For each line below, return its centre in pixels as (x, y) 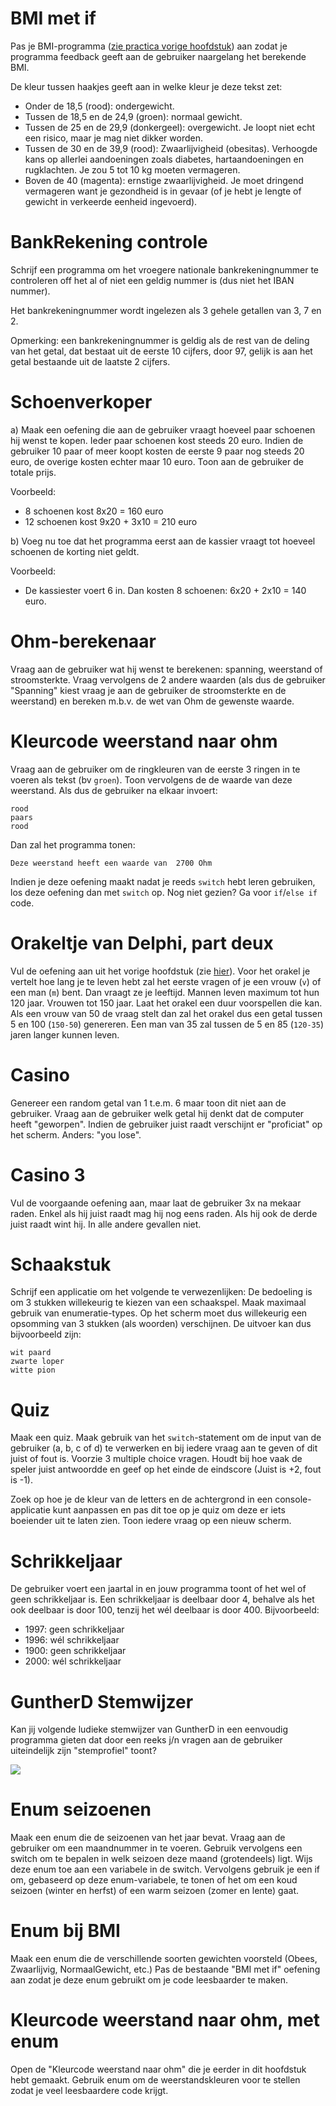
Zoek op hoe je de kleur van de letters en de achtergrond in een (141, 1499)
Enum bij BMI (65, 1931)
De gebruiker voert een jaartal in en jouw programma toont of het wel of (158, 1589)
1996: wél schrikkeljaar (72, 1640)
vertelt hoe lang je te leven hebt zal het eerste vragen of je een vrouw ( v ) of (166, 981)
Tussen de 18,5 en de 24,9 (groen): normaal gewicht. (133, 116)
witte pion (33, 1370)
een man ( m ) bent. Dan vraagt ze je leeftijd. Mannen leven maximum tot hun (165, 992)
